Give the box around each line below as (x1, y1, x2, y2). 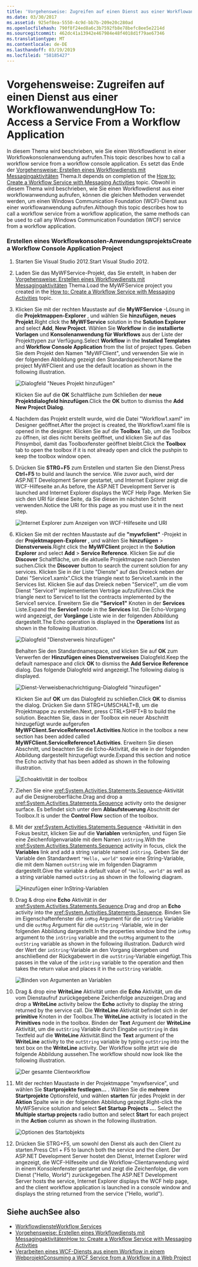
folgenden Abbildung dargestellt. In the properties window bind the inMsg (15, 927, 191, 934)
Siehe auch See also (6, 1207, 80, 1217)
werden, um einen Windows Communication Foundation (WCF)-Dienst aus (6, 197, 187, 204)
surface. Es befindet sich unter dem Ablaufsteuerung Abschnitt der (15, 805, 180, 813)
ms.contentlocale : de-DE (6, 42, 68, 48)
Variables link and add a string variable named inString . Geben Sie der (15, 848, 189, 855)
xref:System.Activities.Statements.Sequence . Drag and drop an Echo (15, 902, 181, 909)
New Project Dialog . (15, 403, 65, 411)
